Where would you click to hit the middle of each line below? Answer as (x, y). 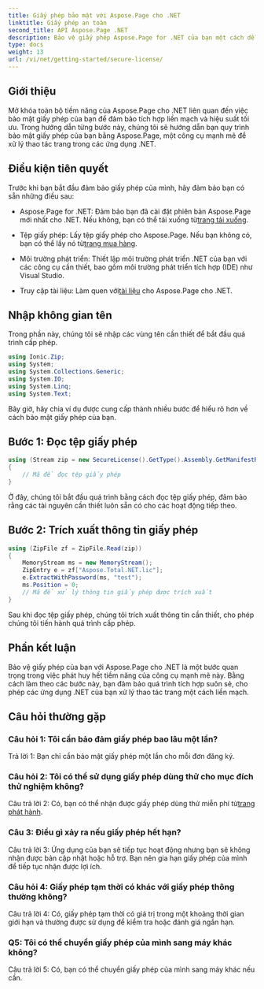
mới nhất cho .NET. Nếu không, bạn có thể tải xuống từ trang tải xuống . (134, 219)
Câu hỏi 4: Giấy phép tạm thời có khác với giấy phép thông (121, 887)
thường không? (38, 897)
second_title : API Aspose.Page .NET (68, 30)
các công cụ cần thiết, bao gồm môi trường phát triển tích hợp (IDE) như (136, 267)
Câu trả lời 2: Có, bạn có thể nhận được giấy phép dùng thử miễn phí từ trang (132, 804)
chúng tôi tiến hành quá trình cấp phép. (72, 623)
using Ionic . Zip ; (37, 357)
